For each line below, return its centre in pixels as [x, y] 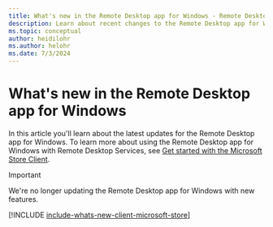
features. [24, 199]
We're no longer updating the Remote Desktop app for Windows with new [132, 191]
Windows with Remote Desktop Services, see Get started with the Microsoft [135, 150]
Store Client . [29, 159]
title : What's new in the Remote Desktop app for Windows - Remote [125, 16]
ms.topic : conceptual [45, 31]
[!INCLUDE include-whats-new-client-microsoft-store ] [100, 215]
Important [25, 174]
